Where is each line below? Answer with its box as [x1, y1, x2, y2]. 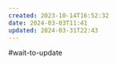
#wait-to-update [8, 48, 63, 58]
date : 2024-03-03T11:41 [8, 19, 88, 27]
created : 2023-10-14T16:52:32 [8, 11, 110, 20]
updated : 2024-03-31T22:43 [8, 26, 99, 34]
